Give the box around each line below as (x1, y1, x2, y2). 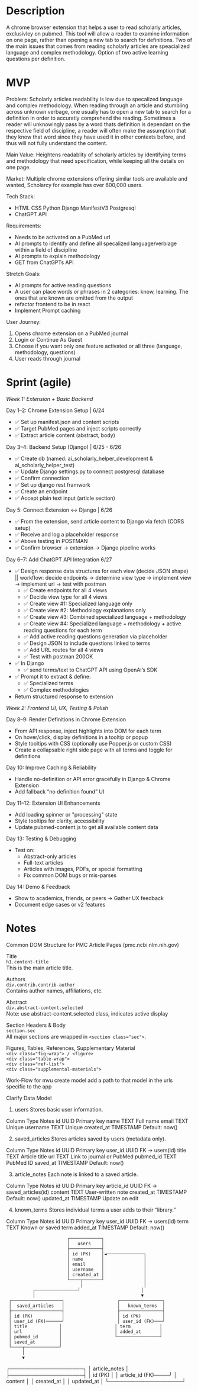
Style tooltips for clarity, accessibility (14, 817, 105, 824)
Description (6, 4, 65, 18)
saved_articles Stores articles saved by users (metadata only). (14, 1135, 167, 1142)
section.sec (6, 1027, 35, 1034)
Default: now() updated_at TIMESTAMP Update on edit (6, 1194, 139, 1202)
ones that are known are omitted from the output (14, 294, 134, 301)
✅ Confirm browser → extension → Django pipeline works (14, 544, 155, 551)
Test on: (14, 846, 35, 853)
